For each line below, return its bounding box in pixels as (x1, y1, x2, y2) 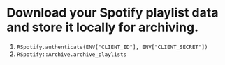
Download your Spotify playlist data (6, 5, 219, 21)
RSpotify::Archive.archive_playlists (16, 50, 127, 58)
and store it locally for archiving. (6, 19, 199, 35)
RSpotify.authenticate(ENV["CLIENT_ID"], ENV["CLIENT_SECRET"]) (16, 44, 208, 50)
